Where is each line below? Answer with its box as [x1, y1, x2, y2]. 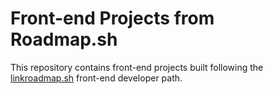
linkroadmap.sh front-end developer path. [10, 72, 183, 84]
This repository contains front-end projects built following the [10, 61, 264, 73]
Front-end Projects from [10, 7, 215, 30]
